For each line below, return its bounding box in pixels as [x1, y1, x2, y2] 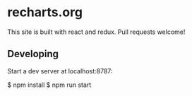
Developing [7, 48, 59, 60]
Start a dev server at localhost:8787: [7, 66, 113, 75]
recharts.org [7, 4, 83, 20]
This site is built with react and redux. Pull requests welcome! [7, 28, 186, 36]
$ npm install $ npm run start [7, 80, 92, 89]
